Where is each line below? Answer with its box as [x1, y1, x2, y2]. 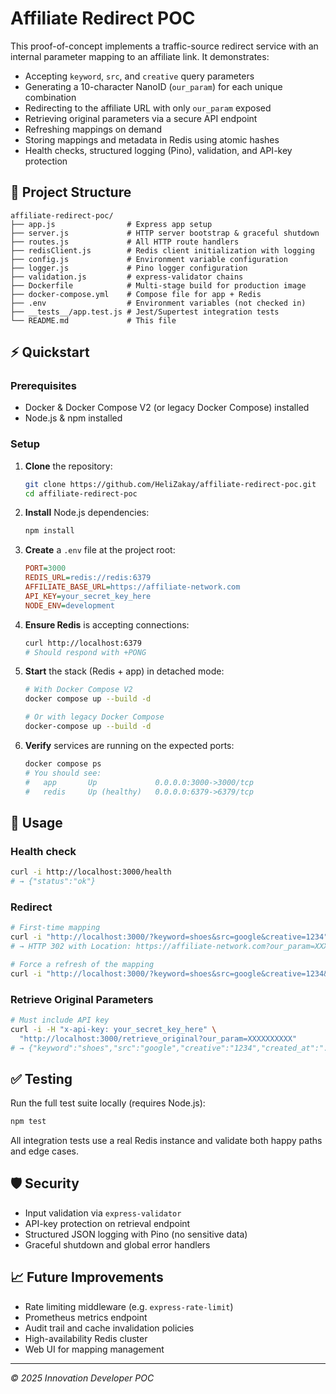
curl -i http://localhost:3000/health [10, 867, 172, 877]
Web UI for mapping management [24, 1343, 165, 1355]
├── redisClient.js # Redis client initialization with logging [10, 245, 315, 256]
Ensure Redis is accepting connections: [24, 618, 190, 631]
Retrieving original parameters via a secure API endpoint [24, 112, 258, 124]
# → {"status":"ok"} [10, 877, 97, 887]
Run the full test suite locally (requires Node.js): [10, 1097, 206, 1109]
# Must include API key [10, 1015, 110, 1025]
